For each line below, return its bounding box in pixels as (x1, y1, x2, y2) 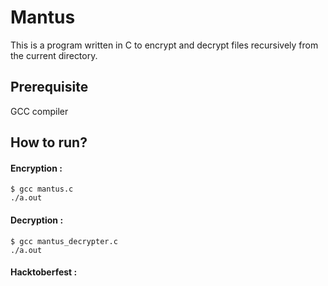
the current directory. (10, 49, 98, 61)
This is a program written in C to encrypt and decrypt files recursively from (10, 39, 319, 51)
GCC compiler (10, 105, 69, 117)
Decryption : (10, 214, 64, 226)
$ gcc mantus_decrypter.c (10, 236, 118, 246)
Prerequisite (10, 79, 89, 96)
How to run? (10, 134, 88, 151)
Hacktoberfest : (10, 266, 78, 278)
